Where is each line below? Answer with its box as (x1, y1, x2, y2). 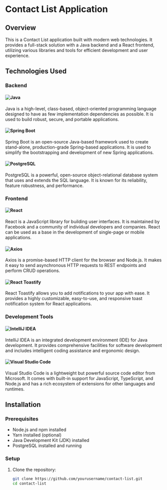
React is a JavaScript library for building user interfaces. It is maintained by (5, 218, 160, 224)
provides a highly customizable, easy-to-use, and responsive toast (5, 295, 142, 301)
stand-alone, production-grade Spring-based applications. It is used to (5, 144, 151, 150)
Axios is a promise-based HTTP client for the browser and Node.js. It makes (5, 257, 162, 263)
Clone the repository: (12, 466, 56, 472)
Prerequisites (5, 415, 38, 422)
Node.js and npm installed (12, 426, 66, 433)
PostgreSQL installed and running (12, 442, 82, 448)
